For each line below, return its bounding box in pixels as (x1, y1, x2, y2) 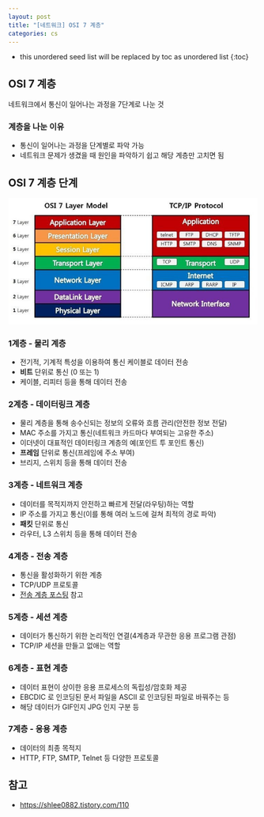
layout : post (8, 13, 51, 21)
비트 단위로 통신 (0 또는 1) (19, 367, 100, 377)
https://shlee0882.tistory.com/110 (19, 800, 130, 809)
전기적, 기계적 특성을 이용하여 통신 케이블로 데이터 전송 (19, 357, 189, 367)
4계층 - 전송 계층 (8, 550, 69, 561)
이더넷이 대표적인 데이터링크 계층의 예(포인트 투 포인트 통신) (19, 438, 205, 447)
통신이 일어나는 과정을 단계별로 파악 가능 (19, 141, 145, 150)
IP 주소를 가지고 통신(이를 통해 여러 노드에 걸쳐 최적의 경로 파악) (19, 509, 217, 519)
